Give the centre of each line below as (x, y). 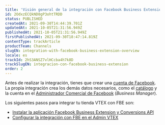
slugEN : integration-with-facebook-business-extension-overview (72, 50)
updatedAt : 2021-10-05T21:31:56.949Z (44, 28)
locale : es (16, 55)
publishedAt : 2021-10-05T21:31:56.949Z (46, 32)
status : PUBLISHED (24, 19)
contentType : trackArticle (33, 42)
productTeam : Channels (28, 46)
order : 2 (14, 69)
